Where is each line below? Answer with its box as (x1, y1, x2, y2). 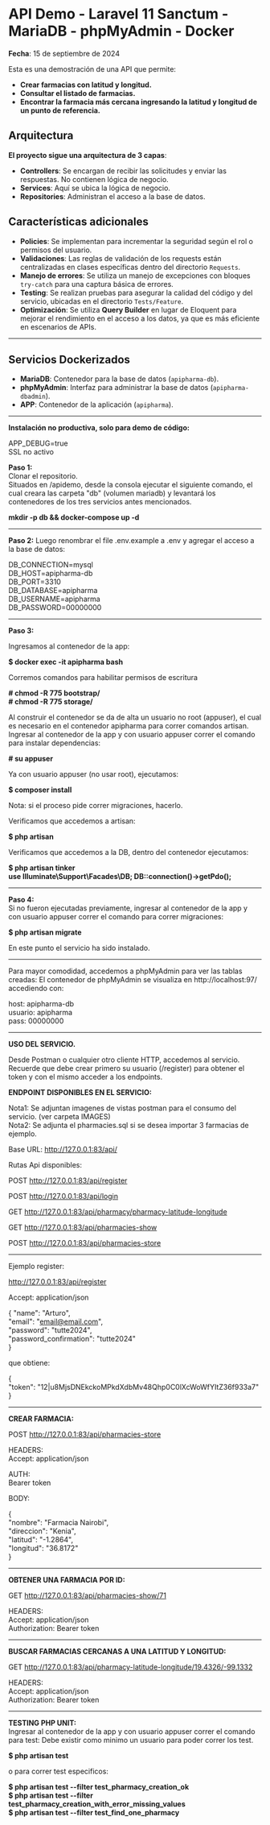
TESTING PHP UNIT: (8, 1718, 76, 1728)
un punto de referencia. (19, 106, 100, 115)
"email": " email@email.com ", (8, 1317, 103, 1326)
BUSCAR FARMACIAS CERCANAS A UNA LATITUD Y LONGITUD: (8, 1647, 227, 1657)
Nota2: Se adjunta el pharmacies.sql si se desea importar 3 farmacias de (8, 1121, 249, 1130)
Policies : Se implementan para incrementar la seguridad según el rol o (19, 236, 253, 246)
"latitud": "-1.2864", (8, 1535, 74, 1545)
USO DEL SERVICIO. (8, 1039, 76, 1049)
